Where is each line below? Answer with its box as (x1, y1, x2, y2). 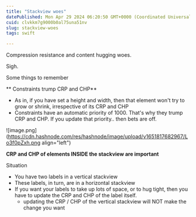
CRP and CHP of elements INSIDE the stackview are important (6, 150, 159, 158)
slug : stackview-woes (6, 25, 59, 31)
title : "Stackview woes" (6, 8, 66, 15)
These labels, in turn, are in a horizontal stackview (14, 180, 135, 187)
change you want (23, 204, 65, 211)
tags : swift (6, 30, 35, 36)
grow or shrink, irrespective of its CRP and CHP (14, 103, 129, 110)
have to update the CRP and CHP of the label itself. (14, 192, 137, 199)
